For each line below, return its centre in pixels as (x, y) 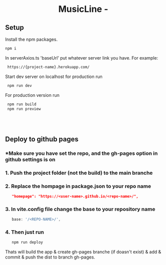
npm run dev (20, 85)
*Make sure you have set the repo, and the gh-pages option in (82, 153)
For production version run (32, 95)
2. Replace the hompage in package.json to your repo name (78, 186)
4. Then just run (25, 232)
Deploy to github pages (42, 139)
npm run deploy (27, 242)
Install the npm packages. (31, 39)
